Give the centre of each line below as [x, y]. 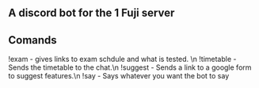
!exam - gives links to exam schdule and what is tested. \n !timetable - [122, 59]
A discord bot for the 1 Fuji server [91, 13]
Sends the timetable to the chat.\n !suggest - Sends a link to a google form [130, 67]
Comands [32, 40]
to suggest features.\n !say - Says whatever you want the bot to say [119, 76]
